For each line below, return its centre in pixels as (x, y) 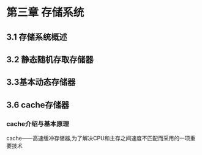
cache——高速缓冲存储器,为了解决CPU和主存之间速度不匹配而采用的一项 (99, 139)
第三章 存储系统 (45, 13)
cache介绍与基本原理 (38, 124)
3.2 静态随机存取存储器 (50, 59)
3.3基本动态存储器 (41, 82)
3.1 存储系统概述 (37, 37)
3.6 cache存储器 (38, 105)
